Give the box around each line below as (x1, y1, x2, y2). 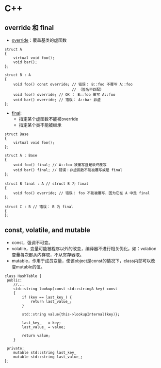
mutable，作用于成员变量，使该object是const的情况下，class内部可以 (11, 258, 151, 263)
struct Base (4, 132, 29, 137)
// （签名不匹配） (71, 87, 104, 92)
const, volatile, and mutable (4, 226, 91, 234)
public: (6, 278, 22, 282)
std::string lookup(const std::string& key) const (13, 286, 118, 291)
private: (6, 346, 25, 350)
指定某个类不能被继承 (18, 122, 62, 128)
